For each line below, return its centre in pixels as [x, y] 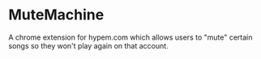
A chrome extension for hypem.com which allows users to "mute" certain [130, 37]
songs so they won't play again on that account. [88, 45]
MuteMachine [56, 15]
